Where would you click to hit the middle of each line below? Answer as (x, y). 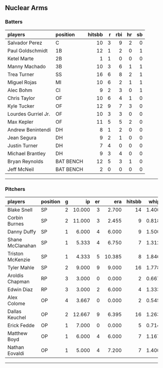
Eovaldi (16, 353)
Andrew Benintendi (29, 129)
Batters (14, 22)
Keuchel (17, 317)
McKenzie (19, 259)
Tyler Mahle (21, 267)
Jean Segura (22, 137)
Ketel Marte (21, 58)
